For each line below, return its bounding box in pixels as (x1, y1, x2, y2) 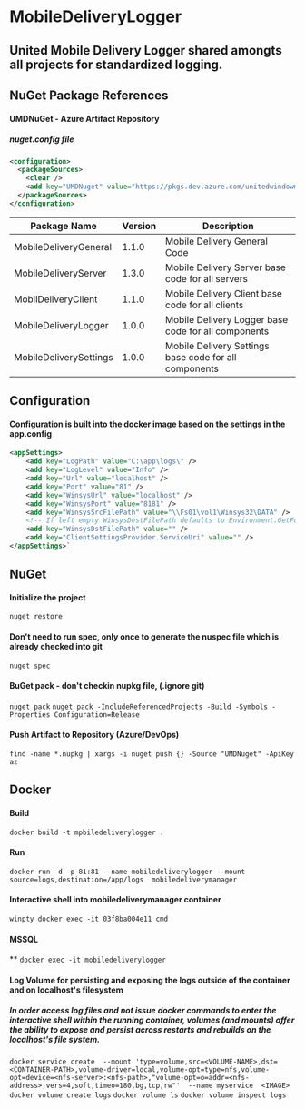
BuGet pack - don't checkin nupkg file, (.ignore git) (9, 681, 205, 691)
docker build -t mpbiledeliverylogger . (9, 828, 165, 837)
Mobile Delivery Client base (164, 287, 283, 299)
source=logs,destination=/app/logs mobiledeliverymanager (9, 875, 238, 884)
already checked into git (9, 641, 103, 652)
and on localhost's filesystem (9, 984, 124, 995)
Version (122, 219, 157, 232)
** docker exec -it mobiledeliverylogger (9, 953, 166, 965)
